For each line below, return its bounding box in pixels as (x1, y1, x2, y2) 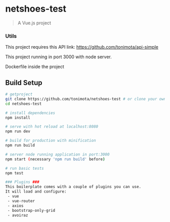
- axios (7, 203, 24, 208)
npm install (5, 115, 30, 120)
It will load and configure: (5, 189, 67, 194)
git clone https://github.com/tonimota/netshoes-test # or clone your (5, 96, 157, 101)
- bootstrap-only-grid (7, 208, 56, 213)
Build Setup (5, 78, 42, 87)
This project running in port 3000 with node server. (5, 54, 112, 60)
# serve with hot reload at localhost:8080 (5, 124, 99, 129)
